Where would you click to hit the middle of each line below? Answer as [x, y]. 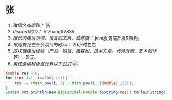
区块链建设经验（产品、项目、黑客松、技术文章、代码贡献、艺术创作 [84, 51]
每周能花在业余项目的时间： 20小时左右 [54, 44]
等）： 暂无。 [26, 57]
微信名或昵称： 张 [31, 25]
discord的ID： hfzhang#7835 [44, 31]
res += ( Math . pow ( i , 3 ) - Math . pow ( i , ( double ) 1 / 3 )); [74, 83]
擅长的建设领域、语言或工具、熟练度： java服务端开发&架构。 [77, 38]
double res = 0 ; [23, 73]
